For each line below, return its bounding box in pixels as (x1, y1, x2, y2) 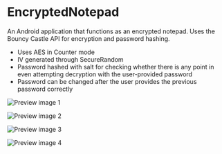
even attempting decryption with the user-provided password (17, 70, 192, 78)
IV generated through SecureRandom (17, 55, 124, 63)
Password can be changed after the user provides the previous (17, 77, 197, 85)
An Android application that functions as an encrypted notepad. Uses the (7, 27, 216, 35)
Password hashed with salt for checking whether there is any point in (17, 62, 214, 71)
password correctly (17, 85, 73, 93)
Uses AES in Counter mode (17, 48, 95, 56)
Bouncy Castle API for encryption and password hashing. (7, 34, 171, 42)
